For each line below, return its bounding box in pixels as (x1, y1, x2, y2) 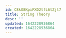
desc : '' (5, 16, 23, 21)
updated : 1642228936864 (5, 21, 55, 26)
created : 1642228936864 (5, 26, 55, 31)
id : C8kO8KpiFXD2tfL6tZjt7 (5, 7, 61, 12)
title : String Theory (5, 12, 50, 17)
